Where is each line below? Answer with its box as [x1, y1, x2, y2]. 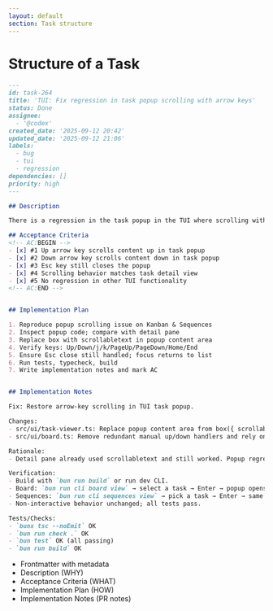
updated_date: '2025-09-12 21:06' [8, 134, 126, 142]
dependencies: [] [8, 172, 67, 180]
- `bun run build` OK [8, 544, 82, 553]
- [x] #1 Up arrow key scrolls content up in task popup [8, 247, 206, 255]
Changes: [8, 417, 38, 426]
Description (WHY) [19, 568, 84, 578]
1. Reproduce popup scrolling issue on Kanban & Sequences [8, 321, 213, 330]
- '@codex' [15, 119, 53, 127]
